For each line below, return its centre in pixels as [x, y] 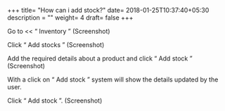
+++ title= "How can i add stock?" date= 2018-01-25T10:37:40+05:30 [108, 10]
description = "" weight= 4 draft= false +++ [70, 18]
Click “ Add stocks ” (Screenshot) [56, 45]
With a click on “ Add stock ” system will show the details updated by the [113, 79]
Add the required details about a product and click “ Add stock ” [100, 58]
